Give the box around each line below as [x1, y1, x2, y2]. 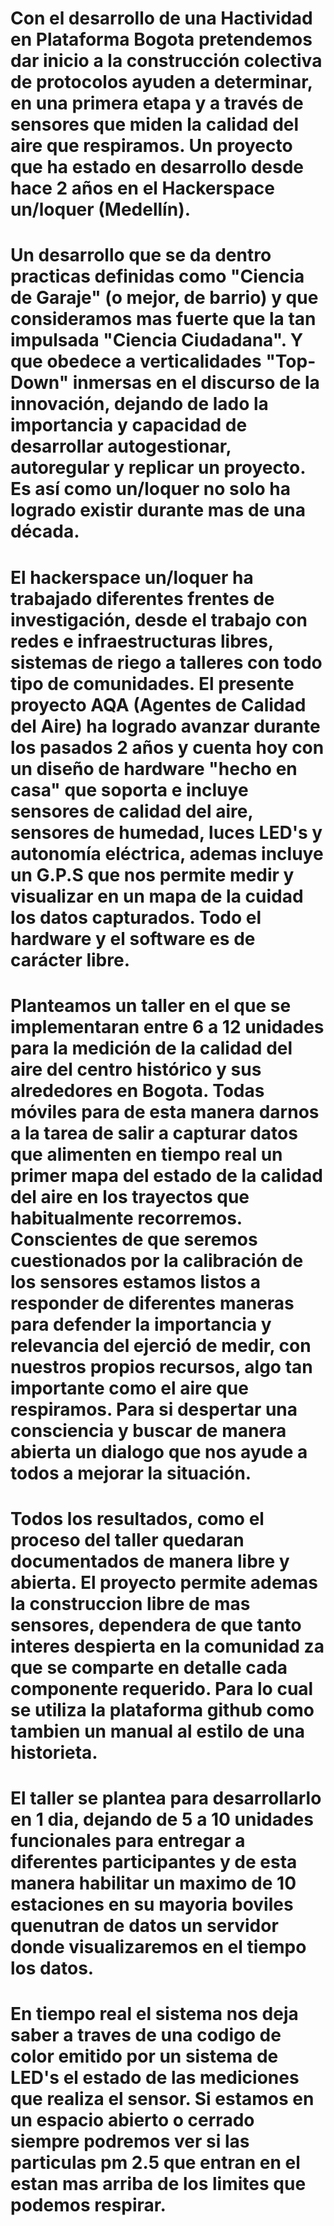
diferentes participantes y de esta [10, 1851, 298, 1874]
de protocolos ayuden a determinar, [10, 71, 313, 94]
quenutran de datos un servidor [10, 1915, 279, 1937]
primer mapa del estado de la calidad [10, 1164, 323, 1187]
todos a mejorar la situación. [10, 1462, 252, 1484]
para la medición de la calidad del [10, 1037, 293, 1059]
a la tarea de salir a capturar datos [10, 1122, 298, 1144]
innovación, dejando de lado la [10, 393, 269, 416]
